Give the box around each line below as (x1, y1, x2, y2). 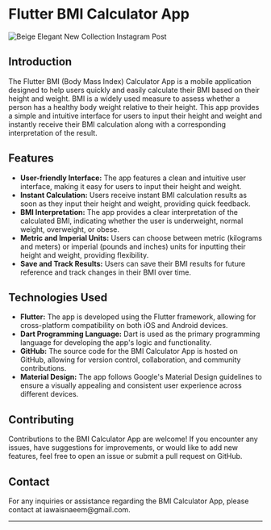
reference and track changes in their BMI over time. (19, 267, 192, 277)
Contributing (8, 413, 74, 427)
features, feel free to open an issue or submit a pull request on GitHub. (8, 452, 243, 461)
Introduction (8, 55, 73, 69)
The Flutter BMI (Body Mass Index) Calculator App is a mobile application (8, 76, 252, 86)
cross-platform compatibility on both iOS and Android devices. (19, 321, 228, 330)
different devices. (19, 389, 79, 399)
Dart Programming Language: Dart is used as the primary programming (19, 329, 261, 339)
